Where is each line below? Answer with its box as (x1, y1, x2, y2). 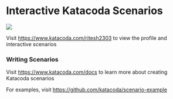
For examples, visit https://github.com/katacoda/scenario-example (6, 86, 167, 93)
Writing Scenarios (6, 55, 59, 63)
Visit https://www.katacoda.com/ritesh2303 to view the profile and (6, 34, 167, 42)
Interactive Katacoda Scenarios (6, 4, 163, 18)
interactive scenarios (6, 40, 57, 47)
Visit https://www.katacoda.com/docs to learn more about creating (6, 69, 168, 76)
